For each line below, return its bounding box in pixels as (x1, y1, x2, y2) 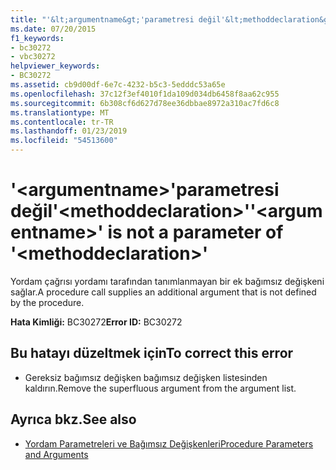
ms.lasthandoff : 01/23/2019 (10, 126, 128, 136)
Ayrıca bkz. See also (10, 411, 137, 428)
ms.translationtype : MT (10, 107, 110, 118)
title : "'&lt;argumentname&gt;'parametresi (10, 14, 195, 25)
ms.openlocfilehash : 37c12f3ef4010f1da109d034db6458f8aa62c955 (10, 89, 280, 99)
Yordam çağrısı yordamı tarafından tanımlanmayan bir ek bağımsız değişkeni (10, 275, 325, 287)
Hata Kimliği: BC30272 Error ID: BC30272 (10, 316, 183, 328)
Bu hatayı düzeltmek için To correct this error (10, 345, 294, 362)
